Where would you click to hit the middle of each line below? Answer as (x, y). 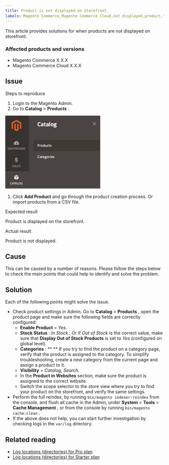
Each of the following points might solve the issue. (57, 302)
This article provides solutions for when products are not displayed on (78, 31)
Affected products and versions (45, 49)
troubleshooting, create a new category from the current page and (89, 360)
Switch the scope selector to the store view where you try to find (87, 387)
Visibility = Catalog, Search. (50, 370)
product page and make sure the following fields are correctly (76, 317)
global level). (33, 344)
